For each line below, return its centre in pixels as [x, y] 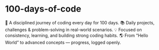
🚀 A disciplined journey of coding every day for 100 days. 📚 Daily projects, [80, 22]
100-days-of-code [43, 9]
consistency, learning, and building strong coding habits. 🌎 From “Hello [77, 35]
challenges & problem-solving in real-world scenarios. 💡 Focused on [73, 30]
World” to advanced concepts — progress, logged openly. [63, 42]
